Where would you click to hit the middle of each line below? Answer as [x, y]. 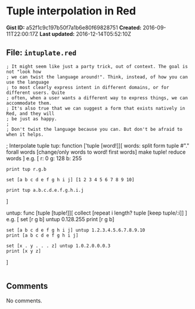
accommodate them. [29, 103]
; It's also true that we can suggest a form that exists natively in [96, 108]
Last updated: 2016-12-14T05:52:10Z [85, 33]
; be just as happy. [32, 119]
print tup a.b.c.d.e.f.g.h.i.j [45, 190]
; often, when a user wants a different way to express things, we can [97, 98]
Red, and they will [30, 114]
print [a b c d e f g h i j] [42, 235]
